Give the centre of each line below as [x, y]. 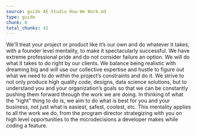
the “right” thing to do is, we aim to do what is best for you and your [88, 101]
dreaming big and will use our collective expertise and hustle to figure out [95, 70]
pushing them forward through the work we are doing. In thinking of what [95, 95]
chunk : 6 [17, 22]
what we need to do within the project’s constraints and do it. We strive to [95, 76]
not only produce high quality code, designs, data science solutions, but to [96, 82]
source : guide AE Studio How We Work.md [56, 11]
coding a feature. [27, 126]
